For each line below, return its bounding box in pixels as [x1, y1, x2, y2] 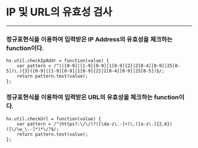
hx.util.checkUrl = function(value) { [6, 116, 101, 121]
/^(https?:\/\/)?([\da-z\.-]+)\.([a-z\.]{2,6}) [53, 121, 173, 127]
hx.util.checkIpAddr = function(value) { [6, 58, 110, 64]
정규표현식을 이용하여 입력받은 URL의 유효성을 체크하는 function [6, 93, 179, 101]
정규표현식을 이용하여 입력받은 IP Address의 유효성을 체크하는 [6, 35, 173, 43]
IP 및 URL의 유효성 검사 [6, 5, 113, 19]
